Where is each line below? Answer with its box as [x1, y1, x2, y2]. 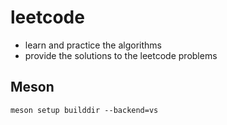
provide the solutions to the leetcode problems [24, 49, 218, 61]
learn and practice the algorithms [24, 39, 162, 51]
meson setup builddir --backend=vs [10, 105, 159, 115]
